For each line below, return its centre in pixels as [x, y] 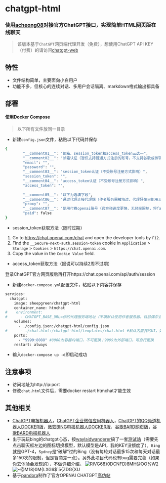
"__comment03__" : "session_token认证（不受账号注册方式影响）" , [85, 172]
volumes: [23, 322]
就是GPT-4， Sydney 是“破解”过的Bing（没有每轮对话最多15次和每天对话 [84, 452]
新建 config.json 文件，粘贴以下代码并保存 [55, 139]
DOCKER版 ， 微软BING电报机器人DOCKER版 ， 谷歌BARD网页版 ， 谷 [89, 427]
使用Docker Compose [28, 117]
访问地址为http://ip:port [36, 385]
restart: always [31, 345]
